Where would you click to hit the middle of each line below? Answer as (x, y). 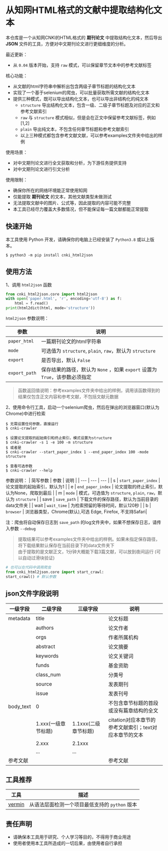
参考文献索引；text (130, 727)
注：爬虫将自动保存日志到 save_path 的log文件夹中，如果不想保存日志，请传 (84, 522)
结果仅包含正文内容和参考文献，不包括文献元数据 (68, 397)
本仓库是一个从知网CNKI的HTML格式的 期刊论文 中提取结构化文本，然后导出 (84, 37)
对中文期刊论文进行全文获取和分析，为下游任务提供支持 (70, 162)
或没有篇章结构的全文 (133, 710)
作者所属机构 (123, 637)
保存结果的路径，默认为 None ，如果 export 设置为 (99, 369)
